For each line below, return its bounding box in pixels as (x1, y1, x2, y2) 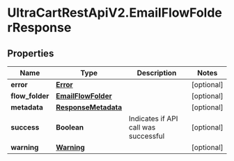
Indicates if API (128, 114, 178, 123)
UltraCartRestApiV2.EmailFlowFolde (7, 5, 223, 21)
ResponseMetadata (55, 102, 123, 112)
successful (128, 131, 165, 141)
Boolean (55, 123, 84, 132)
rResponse (7, 20, 72, 36)
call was (128, 123, 156, 132)
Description (136, 68, 177, 77)
